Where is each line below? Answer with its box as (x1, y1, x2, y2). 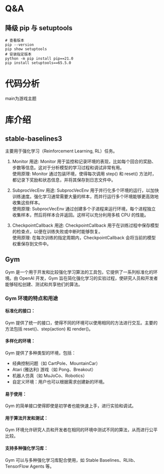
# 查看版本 (5, 38, 25, 43)
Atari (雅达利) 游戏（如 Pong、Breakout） (12, 367, 96, 373)
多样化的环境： (5, 338, 35, 344)
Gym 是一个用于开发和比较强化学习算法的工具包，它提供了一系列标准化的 (5, 269, 154, 275)
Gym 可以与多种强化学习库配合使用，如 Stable (5, 457, 99, 463)
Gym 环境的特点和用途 (5, 295, 58, 301)
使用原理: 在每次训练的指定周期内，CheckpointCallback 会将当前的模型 (12, 235, 156, 240)
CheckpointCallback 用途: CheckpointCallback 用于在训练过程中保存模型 (12, 222, 159, 228)
